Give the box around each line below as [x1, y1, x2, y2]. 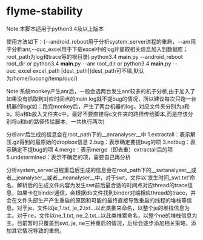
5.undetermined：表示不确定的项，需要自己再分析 [6, 153, 131, 161]
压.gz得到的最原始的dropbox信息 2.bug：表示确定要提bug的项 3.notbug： [6, 138, 191, 145]
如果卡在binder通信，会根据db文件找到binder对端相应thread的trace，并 [16, 189, 196, 196]
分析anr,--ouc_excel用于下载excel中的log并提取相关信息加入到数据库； [11, 45, 189, 53]
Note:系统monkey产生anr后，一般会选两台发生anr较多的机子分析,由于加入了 [6, 87, 196, 95]
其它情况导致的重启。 [11, 227, 65, 234]
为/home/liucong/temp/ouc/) [6, 75, 78, 82]
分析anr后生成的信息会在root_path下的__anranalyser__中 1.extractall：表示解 [6, 130, 196, 138]
